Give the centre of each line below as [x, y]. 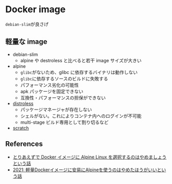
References [24, 144]
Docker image [35, 9]
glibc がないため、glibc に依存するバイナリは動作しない [79, 72]
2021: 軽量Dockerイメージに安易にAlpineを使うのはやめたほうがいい [85, 170]
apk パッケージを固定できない [52, 91]
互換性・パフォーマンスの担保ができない [63, 97]
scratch [21, 128]
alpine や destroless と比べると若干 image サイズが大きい [81, 60]
